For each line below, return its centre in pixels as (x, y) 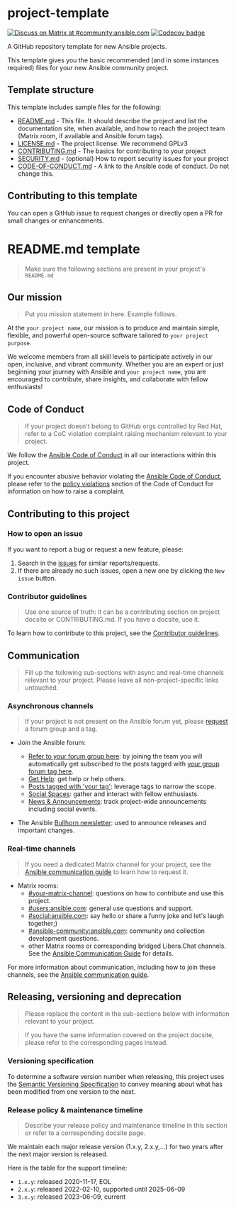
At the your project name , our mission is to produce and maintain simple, (114, 328)
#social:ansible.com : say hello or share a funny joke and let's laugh (126, 915)
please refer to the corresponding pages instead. (96, 1043)
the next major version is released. (58, 1154)
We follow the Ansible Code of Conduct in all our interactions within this (112, 455)
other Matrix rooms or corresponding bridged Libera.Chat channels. (127, 946)
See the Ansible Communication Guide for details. (101, 953)
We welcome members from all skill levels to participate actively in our (110, 357)
